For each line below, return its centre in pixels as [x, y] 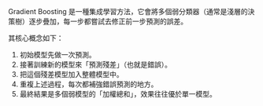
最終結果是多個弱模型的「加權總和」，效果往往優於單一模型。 [118, 94]
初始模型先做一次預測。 [57, 55]
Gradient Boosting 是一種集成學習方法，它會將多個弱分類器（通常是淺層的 [128, 11]
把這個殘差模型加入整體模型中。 [71, 74]
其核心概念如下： [36, 38]
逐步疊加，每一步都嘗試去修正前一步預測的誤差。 [108, 21]
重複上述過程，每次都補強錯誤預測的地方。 [89, 84]
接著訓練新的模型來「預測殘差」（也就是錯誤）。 [95, 64]
